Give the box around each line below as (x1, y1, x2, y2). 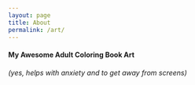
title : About (8, 19, 51, 27)
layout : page (8, 11, 51, 19)
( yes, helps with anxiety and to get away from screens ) (8, 68, 187, 77)
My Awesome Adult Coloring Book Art (8, 50, 135, 59)
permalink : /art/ (8, 26, 65, 34)
